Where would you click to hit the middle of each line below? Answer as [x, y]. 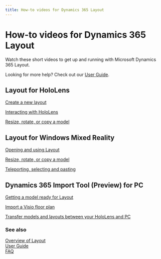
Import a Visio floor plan [30, 207]
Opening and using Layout [32, 150]
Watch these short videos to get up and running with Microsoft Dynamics [81, 59]
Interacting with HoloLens [32, 112]
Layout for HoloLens [38, 90]
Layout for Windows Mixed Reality [60, 138]
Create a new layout [26, 102]
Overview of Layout [26, 241]
